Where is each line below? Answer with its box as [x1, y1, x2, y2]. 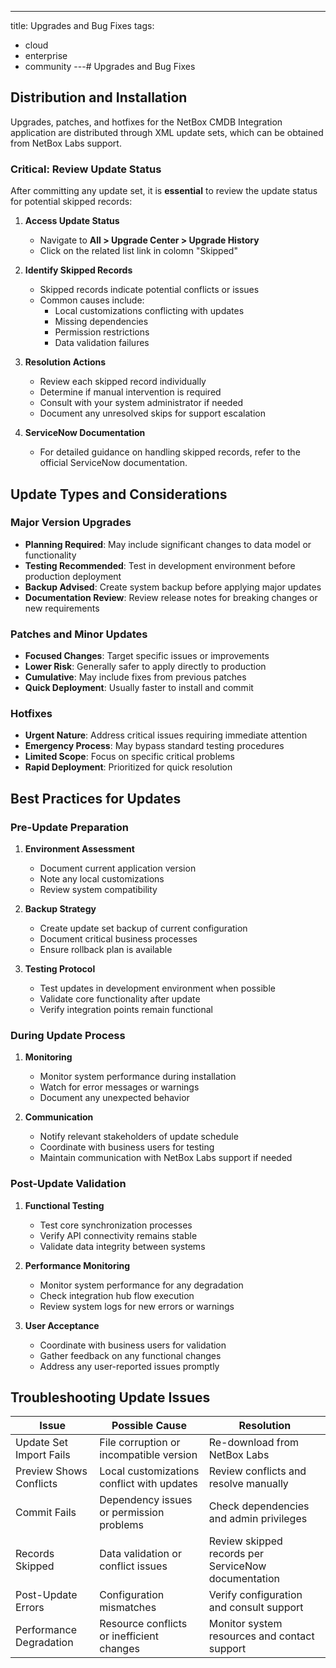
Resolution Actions [24, 356, 107, 368]
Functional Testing [24, 1199, 105, 1211]
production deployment [24, 570, 122, 582]
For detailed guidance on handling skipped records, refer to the [39, 446, 301, 458]
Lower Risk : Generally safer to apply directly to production [24, 661, 267, 673]
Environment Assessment [24, 843, 135, 855]
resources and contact [208, 1629, 315, 1643]
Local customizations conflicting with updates [54, 305, 245, 317]
